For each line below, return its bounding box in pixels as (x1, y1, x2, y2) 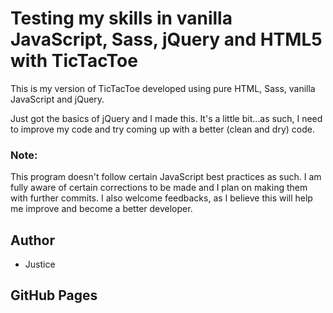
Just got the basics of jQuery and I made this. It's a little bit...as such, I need (10, 112, 323, 124)
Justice (24, 258, 56, 271)
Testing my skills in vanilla (10, 7, 233, 30)
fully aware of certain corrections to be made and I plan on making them (10, 182, 308, 194)
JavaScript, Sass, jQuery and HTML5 (10, 28, 323, 51)
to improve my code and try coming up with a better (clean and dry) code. (10, 123, 315, 135)
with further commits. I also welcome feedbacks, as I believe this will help (10, 192, 313, 204)
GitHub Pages (10, 287, 98, 304)
